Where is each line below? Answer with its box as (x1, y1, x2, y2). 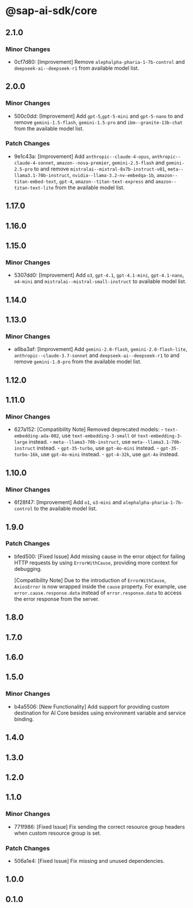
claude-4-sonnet (13, 160, 54, 166)
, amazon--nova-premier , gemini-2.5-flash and (53, 159, 165, 166)
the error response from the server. (13, 595, 100, 602)
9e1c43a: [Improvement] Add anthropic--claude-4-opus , (13, 152, 151, 159)
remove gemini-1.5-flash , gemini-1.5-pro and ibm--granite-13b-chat (13, 118, 183, 125)
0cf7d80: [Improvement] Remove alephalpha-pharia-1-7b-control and (13, 58, 185, 65)
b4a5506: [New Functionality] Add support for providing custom (13, 703, 170, 710)
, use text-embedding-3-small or (59, 432, 137, 439)
